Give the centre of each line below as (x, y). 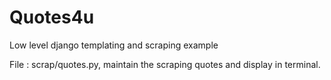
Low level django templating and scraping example (114, 45)
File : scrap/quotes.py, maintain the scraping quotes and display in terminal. (165, 64)
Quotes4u (52, 17)
